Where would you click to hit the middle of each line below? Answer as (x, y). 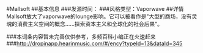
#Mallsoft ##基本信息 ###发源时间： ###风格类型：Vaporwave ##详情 (95, 9)
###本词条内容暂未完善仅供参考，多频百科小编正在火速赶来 (81, 37)
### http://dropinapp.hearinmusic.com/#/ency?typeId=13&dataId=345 (94, 43)
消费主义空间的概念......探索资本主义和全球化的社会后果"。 (90, 24)
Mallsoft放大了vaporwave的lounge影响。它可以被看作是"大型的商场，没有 (99, 16)
